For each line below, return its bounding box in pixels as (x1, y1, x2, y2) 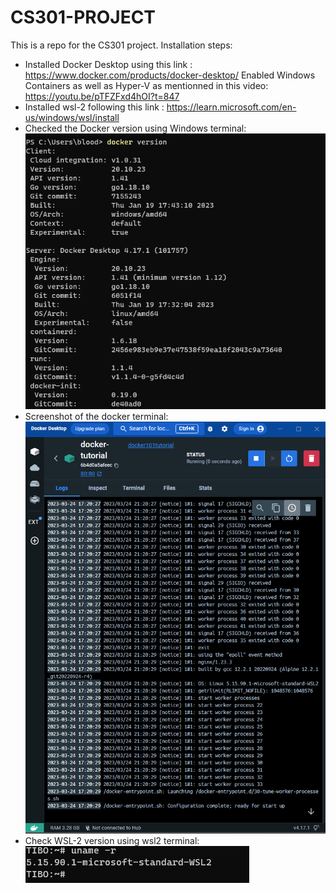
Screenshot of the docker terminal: (24, 410, 169, 422)
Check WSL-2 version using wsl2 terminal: (24, 834, 200, 846)
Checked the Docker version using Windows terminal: (24, 122, 247, 134)
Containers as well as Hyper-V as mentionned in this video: (24, 79, 269, 91)
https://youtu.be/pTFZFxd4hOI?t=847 (24, 90, 180, 102)
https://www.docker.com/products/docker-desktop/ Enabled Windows (24, 69, 316, 81)
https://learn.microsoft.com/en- (166, 101, 297, 113)
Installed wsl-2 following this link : (24, 101, 165, 113)
